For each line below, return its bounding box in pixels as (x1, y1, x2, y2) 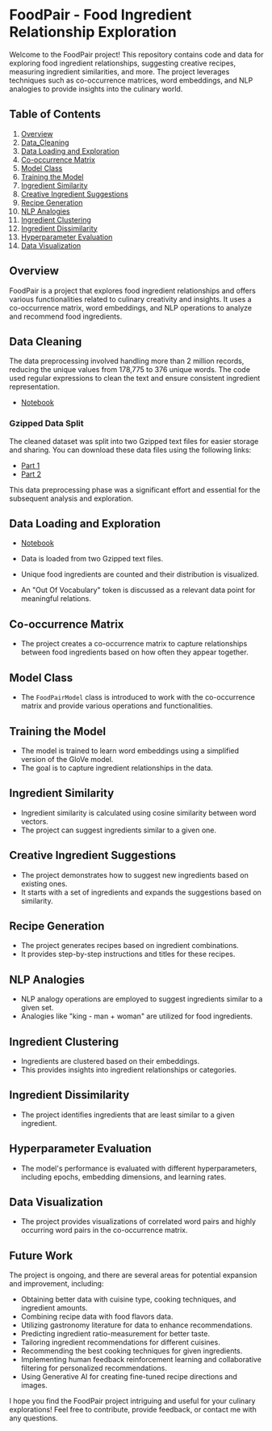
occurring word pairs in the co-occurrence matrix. (20, 1226, 188, 1235)
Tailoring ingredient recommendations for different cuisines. (20, 1337, 220, 1348)
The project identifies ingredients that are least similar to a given (20, 1110, 235, 1120)
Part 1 (20, 460, 40, 470)
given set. (20, 1003, 54, 1013)
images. (20, 1381, 48, 1391)
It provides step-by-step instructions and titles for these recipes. (20, 949, 236, 959)
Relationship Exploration (9, 23, 177, 41)
